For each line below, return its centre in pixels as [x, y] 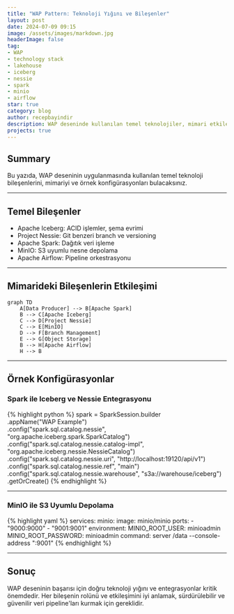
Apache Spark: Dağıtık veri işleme [66, 243]
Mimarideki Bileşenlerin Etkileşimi [83, 286]
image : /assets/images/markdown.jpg [60, 33]
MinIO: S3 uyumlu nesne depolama [68, 250]
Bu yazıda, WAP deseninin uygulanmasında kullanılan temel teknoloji [105, 176]
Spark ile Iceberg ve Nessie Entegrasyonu [79, 399]
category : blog [29, 111]
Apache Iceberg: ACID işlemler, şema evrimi [80, 228]
